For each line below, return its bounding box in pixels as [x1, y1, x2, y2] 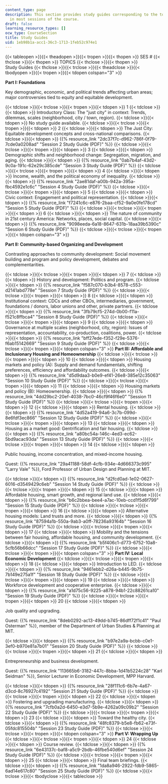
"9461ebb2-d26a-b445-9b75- [81, 566, 144, 572]
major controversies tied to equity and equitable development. [5, 94, 133, 100]
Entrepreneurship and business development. [5, 658, 99, 664]
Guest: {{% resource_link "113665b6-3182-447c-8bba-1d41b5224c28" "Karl [5, 667, 162, 673]
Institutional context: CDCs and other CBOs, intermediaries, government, [5, 298, 155, 304]
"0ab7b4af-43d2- [119, 157, 156, 163]
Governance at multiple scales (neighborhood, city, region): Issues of [5, 324, 148, 330]
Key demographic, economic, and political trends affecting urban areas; [5, 89, 153, 95]
